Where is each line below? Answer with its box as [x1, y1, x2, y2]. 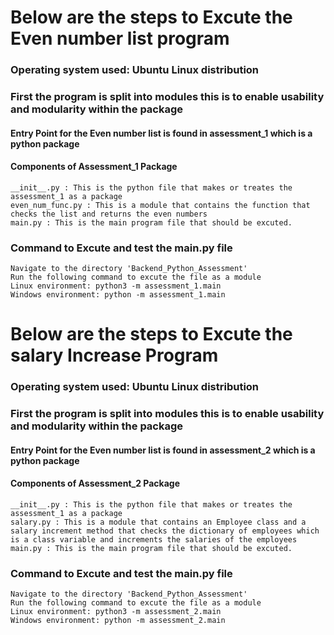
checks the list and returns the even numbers [10, 209, 208, 219]
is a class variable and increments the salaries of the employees [10, 534, 298, 545]
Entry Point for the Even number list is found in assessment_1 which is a [10, 127, 313, 139]
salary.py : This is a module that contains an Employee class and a [10, 517, 307, 527]
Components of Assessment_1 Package [10, 161, 178, 173]
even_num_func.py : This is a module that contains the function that [10, 200, 311, 210]
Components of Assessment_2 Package [10, 477, 181, 490]
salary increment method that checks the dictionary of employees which [10, 526, 320, 536]
